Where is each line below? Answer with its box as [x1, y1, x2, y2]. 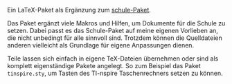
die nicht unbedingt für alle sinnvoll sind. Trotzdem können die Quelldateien [7, 34, 223, 42]
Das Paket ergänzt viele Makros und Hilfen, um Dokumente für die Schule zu [7, 19, 226, 27]
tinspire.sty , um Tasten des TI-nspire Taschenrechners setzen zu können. [7, 69, 223, 77]
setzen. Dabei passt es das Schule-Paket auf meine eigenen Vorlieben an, [7, 27, 218, 34]
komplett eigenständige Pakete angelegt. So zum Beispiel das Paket [7, 62, 201, 70]
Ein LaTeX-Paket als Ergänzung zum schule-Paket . [7, 6, 151, 14]
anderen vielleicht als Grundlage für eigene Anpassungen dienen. [7, 41, 195, 49]
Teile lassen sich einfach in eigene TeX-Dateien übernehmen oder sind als [7, 54, 219, 63]
